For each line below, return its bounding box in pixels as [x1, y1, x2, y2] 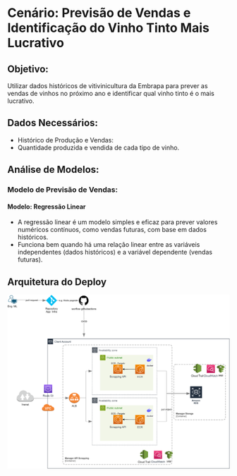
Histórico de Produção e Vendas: [17, 135, 114, 144]
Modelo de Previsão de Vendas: [7, 185, 119, 195]
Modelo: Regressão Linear [7, 202, 86, 211]
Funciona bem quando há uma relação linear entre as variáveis [17, 240, 200, 249]
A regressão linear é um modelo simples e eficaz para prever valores [17, 218, 218, 226]
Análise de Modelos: [7, 164, 99, 176]
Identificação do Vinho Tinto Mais [7, 20, 209, 36]
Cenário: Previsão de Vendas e [7, 5, 191, 21]
